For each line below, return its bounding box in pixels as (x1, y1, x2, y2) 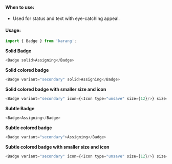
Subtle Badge (5, 105, 35, 111)
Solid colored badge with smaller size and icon (5, 86, 106, 92)
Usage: (5, 27, 21, 33)
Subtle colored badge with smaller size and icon (5, 143, 110, 150)
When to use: (5, 4, 35, 10)
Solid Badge (5, 48, 32, 54)
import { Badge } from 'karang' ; (5, 38, 77, 44)
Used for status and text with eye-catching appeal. (12, 15, 120, 22)
